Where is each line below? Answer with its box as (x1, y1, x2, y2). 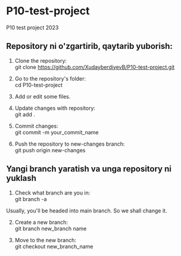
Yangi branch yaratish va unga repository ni (6, 164, 171, 174)
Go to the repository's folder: (14, 75, 86, 82)
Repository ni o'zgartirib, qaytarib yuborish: (6, 41, 173, 51)
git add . (14, 110, 36, 118)
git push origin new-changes (14, 146, 86, 153)
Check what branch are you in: (14, 189, 90, 196)
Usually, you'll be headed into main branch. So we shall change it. (6, 207, 167, 214)
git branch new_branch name (14, 225, 87, 232)
